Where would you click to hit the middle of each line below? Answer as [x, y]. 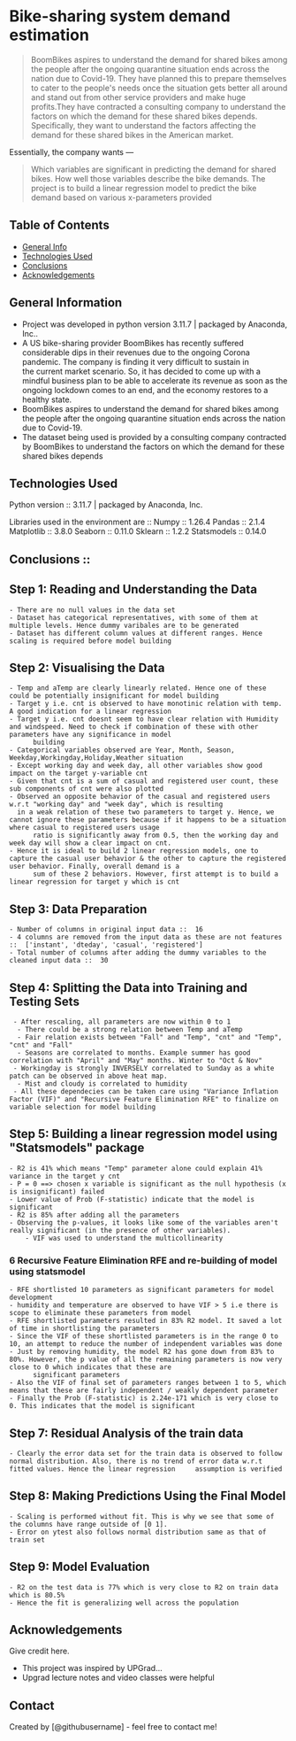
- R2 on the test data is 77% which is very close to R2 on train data [144, 1587]
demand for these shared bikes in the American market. [132, 135]
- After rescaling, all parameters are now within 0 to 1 [122, 1022]
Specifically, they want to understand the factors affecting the [143, 125]
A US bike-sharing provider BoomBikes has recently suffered [133, 343]
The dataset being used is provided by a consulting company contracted [154, 437]
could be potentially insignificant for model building [114, 696]
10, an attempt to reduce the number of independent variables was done [146, 1344]
